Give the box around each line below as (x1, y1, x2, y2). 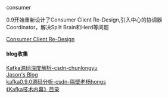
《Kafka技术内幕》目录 (6, 85, 60, 93)
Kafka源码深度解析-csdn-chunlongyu (6, 65, 98, 72)
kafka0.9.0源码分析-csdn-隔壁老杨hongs (6, 78, 106, 85)
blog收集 (6, 50, 29, 57)
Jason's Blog (6, 71, 38, 78)
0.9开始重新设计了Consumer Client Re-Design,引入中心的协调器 (6, 16, 163, 23)
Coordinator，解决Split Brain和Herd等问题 (6, 24, 109, 30)
